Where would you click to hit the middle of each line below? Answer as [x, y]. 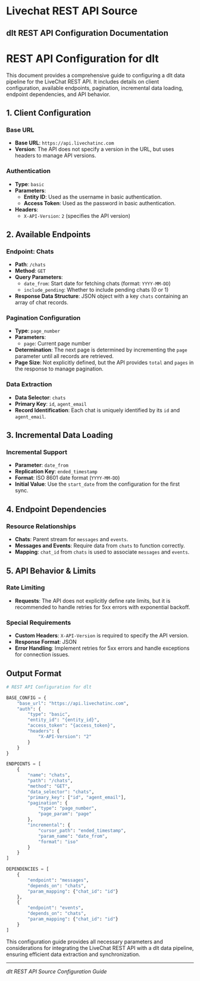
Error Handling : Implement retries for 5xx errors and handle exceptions [102, 648]
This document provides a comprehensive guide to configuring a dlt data [96, 75]
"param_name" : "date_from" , [73, 836]
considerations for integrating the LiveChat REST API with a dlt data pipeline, [100, 948]
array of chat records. [41, 303]
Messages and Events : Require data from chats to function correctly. [100, 546]
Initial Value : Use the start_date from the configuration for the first [97, 484]
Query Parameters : [39, 277]
